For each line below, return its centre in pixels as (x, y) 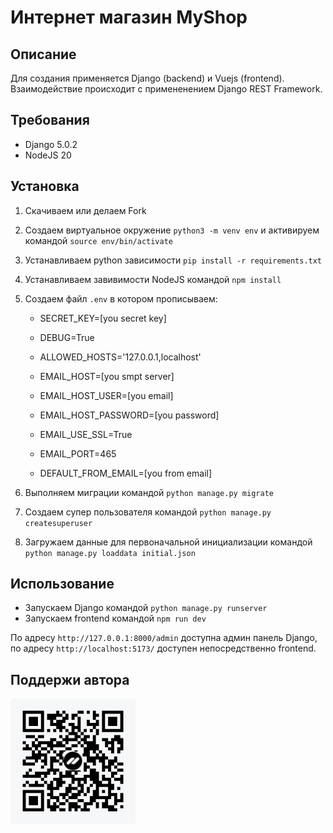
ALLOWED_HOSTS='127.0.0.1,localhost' (120, 357)
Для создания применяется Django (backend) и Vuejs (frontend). (147, 78)
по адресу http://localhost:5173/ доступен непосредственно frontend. (163, 648)
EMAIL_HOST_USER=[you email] (106, 395)
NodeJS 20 (48, 155)
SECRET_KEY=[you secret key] (103, 318)
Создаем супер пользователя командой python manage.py (148, 512)
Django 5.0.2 (51, 144)
